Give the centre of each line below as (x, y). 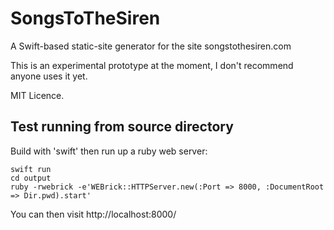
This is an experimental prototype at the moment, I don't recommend (152, 65)
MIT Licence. (37, 95)
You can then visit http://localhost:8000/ (93, 214)
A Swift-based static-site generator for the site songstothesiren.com (151, 46)
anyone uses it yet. (49, 76)
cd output (31, 178)
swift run (31, 169)
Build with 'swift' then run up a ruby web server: (109, 151)
